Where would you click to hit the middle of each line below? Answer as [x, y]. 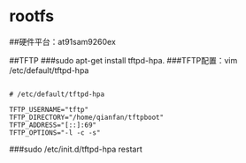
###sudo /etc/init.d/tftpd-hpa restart [76, 149]
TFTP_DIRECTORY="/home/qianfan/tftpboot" [87, 117]
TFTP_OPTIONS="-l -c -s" [55, 133]
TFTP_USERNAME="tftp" [49, 109]
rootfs [32, 16]
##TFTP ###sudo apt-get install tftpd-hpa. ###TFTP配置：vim [123, 60]
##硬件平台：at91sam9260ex [63, 41]
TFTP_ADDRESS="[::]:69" [53, 125]
